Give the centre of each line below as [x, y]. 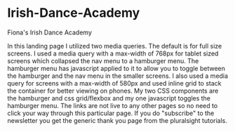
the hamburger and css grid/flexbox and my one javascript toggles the [109, 98]
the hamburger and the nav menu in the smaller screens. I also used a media [118, 76]
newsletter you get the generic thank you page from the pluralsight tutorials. [117, 120]
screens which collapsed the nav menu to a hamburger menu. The [103, 60]
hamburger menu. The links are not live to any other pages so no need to [113, 105]
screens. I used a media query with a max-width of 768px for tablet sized [113, 53]
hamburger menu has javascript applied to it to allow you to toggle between [116, 68]
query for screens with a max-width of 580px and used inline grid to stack [114, 83]
